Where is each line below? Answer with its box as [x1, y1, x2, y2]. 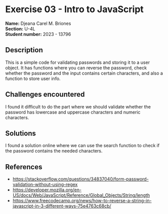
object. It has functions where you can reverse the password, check [5, 64, 147, 70]
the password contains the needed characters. [5, 148, 103, 154]
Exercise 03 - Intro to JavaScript [5, 4, 144, 15]
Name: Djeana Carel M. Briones [5, 20, 71, 26]
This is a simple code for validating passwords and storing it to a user [5, 59, 150, 65]
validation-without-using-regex [12, 182, 78, 188]
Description [5, 46, 43, 54]
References [5, 162, 43, 171]
